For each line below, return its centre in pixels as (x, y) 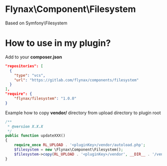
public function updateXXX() (35, 136)
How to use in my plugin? (58, 43)
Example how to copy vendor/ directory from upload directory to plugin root (83, 113)
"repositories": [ (24, 66)
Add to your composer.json (34, 57)
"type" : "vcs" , (30, 75)
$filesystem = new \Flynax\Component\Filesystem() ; (69, 150)
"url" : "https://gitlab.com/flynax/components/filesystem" (77, 80)
